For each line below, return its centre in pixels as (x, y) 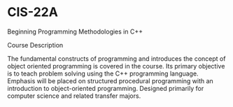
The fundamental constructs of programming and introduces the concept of (116, 58)
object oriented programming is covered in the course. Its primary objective (116, 66)
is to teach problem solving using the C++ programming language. (103, 73)
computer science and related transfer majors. (74, 96)
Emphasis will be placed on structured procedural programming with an (110, 80)
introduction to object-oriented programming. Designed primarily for (106, 88)
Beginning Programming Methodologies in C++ (75, 31)
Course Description (35, 45)
